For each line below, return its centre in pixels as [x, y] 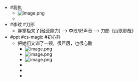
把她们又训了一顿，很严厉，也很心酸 [55, 43]
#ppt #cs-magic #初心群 [35, 37]
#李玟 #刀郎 [22, 24]
